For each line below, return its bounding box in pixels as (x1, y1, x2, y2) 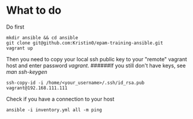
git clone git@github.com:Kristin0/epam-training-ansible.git (6, 40, 163, 46)
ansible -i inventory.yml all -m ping (6, 107, 102, 113)
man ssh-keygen (6, 68, 48, 75)
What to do (6, 4, 62, 17)
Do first (6, 23, 25, 30)
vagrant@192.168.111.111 (6, 84, 68, 91)
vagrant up (6, 45, 33, 51)
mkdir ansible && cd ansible (6, 35, 78, 40)
